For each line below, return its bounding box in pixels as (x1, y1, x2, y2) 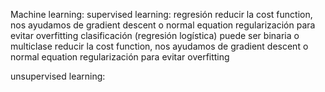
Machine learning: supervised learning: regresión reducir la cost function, (10, 9, 313, 20)
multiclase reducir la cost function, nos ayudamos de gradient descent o (10, 40, 309, 52)
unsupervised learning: (10, 70, 106, 82)
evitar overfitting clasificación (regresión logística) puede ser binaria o (10, 30, 300, 41)
